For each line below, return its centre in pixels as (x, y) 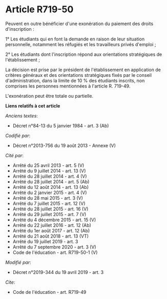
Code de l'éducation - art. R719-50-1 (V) (55, 252)
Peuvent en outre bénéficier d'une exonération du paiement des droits (79, 24)
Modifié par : (18, 262)
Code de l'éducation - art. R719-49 (49, 292)
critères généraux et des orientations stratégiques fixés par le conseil (79, 75)
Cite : (10, 282)
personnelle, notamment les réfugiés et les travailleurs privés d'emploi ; (81, 44)
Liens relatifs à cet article (33, 105)
